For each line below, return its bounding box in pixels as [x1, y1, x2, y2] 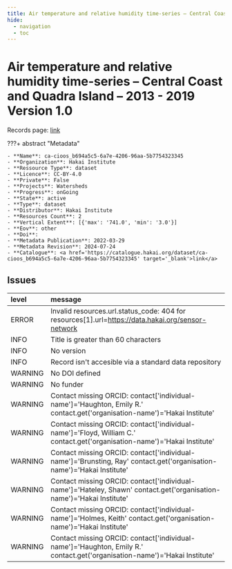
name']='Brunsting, [50, 456, 113, 466]
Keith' [108, 514, 127, 523]
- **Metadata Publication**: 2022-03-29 [7, 238, 126, 244]
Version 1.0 [7, 103, 73, 119]
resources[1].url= [50, 315, 108, 325]
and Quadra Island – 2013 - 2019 [7, 88, 195, 104]
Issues [7, 274, 37, 286]
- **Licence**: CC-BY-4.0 [7, 171, 81, 178]
